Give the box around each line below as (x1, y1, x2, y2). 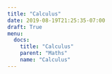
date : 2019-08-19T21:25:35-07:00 (7, 17, 106, 24)
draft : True (7, 23, 42, 30)
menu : (7, 30, 23, 37)
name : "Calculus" (20, 56, 71, 63)
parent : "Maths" (20, 50, 68, 57)
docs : (13, 37, 30, 44)
